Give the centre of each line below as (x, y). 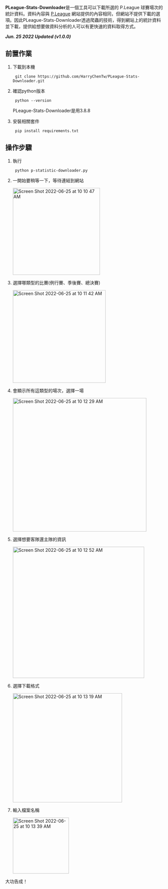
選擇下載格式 (26, 685)
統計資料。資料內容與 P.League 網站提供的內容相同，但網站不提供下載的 (80, 14)
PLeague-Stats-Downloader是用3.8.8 (51, 110)
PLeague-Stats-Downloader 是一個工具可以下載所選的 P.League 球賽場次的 (84, 7)
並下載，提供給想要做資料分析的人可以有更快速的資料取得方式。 (72, 26)
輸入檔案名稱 (26, 810)
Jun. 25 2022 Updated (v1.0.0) (38, 36)
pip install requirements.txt (47, 131)
